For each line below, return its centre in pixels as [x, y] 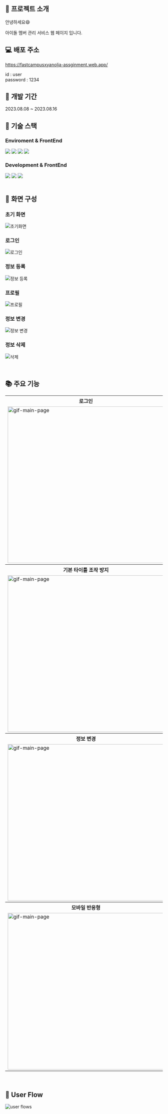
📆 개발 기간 [21, 97]
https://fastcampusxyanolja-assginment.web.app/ [56, 65]
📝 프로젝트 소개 [27, 9]
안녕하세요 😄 [18, 22]
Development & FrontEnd [36, 165]
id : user [13, 74]
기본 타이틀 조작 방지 [86, 570]
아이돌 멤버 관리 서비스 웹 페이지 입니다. [44, 33]
